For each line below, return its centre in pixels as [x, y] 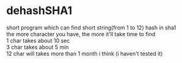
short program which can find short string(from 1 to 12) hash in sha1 [91, 28]
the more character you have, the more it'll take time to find [81, 34]
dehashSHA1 [39, 11]
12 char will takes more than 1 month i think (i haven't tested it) [85, 53]
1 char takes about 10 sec [38, 40]
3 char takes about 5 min [38, 47]
